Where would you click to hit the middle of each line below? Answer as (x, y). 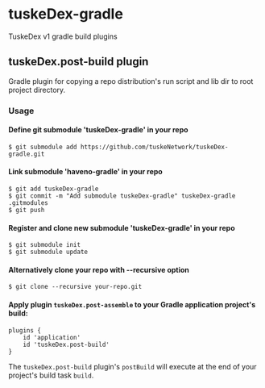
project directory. (37, 90)
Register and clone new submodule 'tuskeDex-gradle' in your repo (122, 227)
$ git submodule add (43, 147)
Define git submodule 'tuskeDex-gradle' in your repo (98, 130)
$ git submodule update (48, 252)
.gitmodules (28, 203)
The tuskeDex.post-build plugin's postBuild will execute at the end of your (132, 366)
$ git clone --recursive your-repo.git (75, 287)
